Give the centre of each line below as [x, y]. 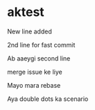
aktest [26, 12]
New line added [29, 31]
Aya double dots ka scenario [48, 99]
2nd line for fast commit [41, 45]
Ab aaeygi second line [39, 58]
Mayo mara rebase [34, 85]
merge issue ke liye [35, 72]
